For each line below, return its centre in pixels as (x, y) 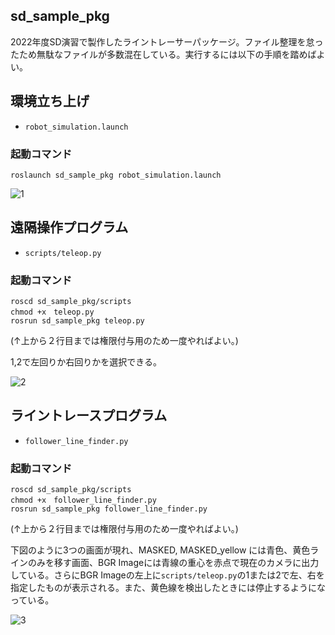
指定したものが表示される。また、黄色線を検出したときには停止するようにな (168, 588)
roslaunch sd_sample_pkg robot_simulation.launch (116, 175)
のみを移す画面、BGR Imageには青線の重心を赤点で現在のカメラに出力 (173, 563)
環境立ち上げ (50, 101)
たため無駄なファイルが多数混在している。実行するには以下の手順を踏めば (163, 54)
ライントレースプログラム (89, 415)
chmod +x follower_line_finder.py (83, 500)
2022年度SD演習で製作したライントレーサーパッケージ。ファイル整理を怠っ (167, 41)
